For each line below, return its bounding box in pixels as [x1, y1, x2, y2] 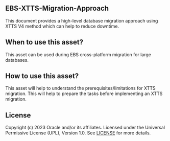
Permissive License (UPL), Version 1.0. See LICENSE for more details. [5, 130, 151, 136]
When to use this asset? [5, 38, 83, 46]
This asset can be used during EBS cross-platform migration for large [5, 51, 152, 58]
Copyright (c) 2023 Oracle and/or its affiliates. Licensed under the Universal [5, 125, 165, 131]
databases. [5, 57, 29, 63]
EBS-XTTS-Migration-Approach [5, 4, 109, 13]
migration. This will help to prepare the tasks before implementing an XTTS [5, 90, 163, 97]
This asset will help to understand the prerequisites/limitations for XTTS [5, 85, 156, 91]
